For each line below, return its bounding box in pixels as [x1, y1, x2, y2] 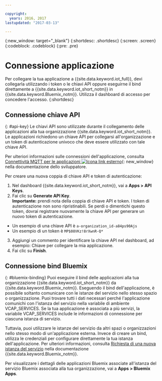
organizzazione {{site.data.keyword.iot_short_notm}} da [5, 280, 117, 286]
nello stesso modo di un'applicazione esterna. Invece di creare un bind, [5, 330, 147, 336]
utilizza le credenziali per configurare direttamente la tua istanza [5, 335, 133, 341]
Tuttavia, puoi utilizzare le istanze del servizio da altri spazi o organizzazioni [5, 325, 156, 331]
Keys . [12, 188, 24, 194]
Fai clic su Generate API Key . [12, 193, 71, 199]
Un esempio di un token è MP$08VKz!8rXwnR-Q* [12, 228, 103, 234]
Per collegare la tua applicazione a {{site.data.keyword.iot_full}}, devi [5, 76, 143, 82]
